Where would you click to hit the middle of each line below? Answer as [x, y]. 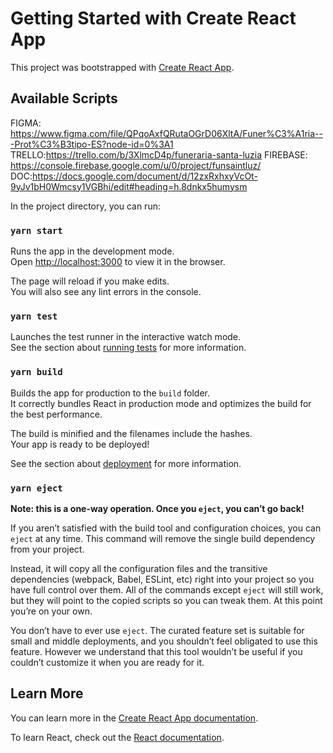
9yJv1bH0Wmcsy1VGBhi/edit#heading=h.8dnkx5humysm [129, 186]
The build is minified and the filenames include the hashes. [131, 433]
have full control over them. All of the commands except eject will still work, [167, 589]
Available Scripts [64, 98]
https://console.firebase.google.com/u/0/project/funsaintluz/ [136, 165]
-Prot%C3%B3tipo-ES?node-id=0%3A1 [92, 144]
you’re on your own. [51, 611]
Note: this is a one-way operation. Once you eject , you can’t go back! [157, 508]
